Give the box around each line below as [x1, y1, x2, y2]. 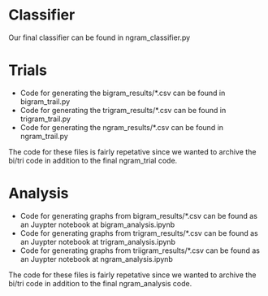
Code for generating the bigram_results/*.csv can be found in [19, 88, 226, 98]
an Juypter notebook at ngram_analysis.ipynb [19, 254, 173, 263]
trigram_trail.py [19, 114, 71, 124]
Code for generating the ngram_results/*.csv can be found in [19, 122, 224, 132]
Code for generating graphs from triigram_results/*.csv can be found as [19, 246, 260, 255]
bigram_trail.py [19, 96, 71, 107]
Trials [8, 61, 47, 80]
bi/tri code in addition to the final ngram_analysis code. [8, 278, 192, 288]
